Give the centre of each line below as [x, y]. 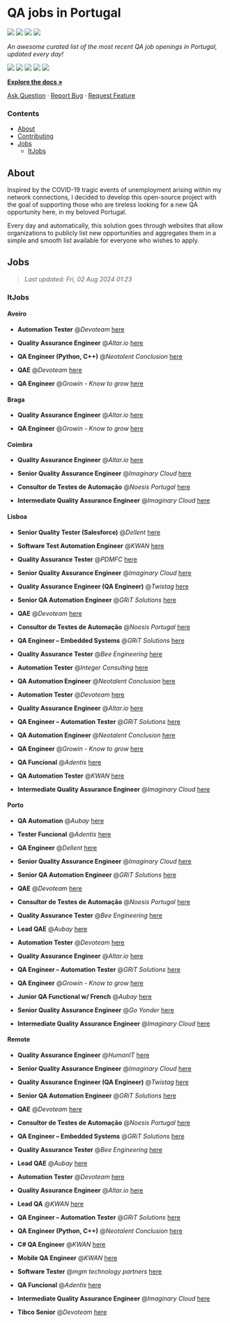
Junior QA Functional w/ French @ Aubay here [84, 996]
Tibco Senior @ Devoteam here [62, 1312]
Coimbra [20, 444]
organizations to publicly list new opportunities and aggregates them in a [112, 233]
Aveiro [17, 314]
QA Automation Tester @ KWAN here [71, 776]
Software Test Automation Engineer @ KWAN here [91, 545]
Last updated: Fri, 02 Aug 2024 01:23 [78, 279]
